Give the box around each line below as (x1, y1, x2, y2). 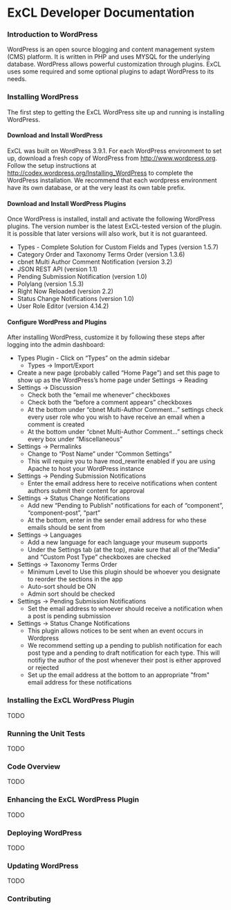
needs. (7, 75, 27, 83)
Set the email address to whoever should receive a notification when (27, 605, 223, 613)
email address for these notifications (27, 678, 132, 687)
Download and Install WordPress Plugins (7, 199, 127, 207)
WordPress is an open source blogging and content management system (7, 45, 215, 53)
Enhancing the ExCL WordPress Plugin (7, 795, 140, 805)
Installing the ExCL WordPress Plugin (7, 696, 135, 705)
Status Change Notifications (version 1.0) (17, 295, 135, 303)
